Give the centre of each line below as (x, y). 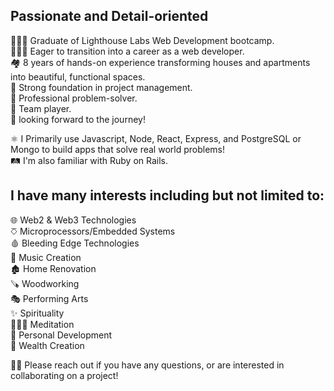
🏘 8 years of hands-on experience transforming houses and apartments (160, 62)
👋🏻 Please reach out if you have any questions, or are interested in (147, 365)
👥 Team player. (41, 108)
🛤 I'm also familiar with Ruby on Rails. (89, 160)
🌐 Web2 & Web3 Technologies (73, 220)
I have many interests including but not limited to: (167, 195)
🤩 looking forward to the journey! (78, 119)
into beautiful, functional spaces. (78, 76)
